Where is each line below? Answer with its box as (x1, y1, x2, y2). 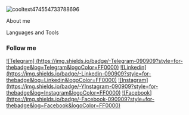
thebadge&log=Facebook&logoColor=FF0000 (6, 102, 119, 109)
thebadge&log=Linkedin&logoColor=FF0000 (6, 77, 115, 84)
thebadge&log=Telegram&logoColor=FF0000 (6, 63, 117, 71)
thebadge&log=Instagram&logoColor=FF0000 (6, 89, 119, 96)
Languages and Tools (6, 29, 60, 36)
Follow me (6, 44, 37, 52)
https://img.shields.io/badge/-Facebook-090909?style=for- (8, 96, 155, 103)
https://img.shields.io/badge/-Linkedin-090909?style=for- (8, 70, 151, 77)
